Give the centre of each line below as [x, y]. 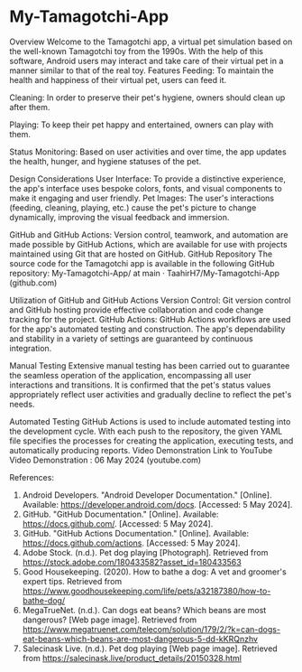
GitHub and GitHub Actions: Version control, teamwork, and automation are [149, 234]
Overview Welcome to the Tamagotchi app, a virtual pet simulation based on [151, 42]
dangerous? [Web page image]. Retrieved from [110, 620]
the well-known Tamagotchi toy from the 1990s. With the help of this [137, 51]
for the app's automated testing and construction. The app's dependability [147, 329]
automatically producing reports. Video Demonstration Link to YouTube [141, 450]
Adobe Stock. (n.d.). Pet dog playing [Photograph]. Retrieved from [145, 552]
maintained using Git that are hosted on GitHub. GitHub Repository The [141, 254]
